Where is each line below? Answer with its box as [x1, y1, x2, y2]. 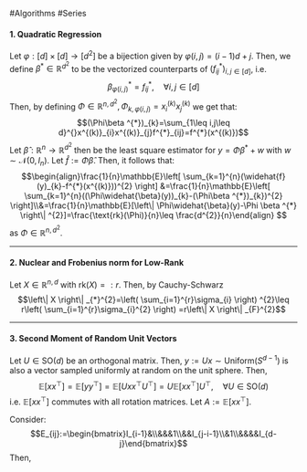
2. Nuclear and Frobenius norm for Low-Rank [9, 257, 185, 268]
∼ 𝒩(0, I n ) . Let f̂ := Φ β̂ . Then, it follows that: [9, 154, 175, 168]
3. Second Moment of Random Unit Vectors [9, 333, 177, 344]
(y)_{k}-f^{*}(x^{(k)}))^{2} [36, 181, 133, 192]
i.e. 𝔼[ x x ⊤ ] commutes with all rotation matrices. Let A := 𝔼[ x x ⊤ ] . [9, 394, 252, 407]
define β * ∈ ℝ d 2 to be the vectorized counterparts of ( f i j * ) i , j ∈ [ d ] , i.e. [9, 59, 267, 77]
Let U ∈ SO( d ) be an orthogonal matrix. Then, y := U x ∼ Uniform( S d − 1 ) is [9, 353, 290, 366]
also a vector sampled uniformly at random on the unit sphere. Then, [9, 364, 268, 375]
